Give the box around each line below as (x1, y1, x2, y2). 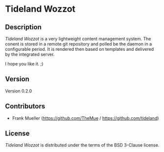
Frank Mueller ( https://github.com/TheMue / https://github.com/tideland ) (12, 115, 159, 121)
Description (5, 23, 42, 31)
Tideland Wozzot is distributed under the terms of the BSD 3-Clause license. (5, 142, 160, 148)
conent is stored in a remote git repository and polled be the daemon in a (5, 41, 152, 47)
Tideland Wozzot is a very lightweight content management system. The (5, 36, 151, 42)
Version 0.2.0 (5, 88, 32, 94)
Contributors (5, 102, 46, 110)
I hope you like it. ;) (5, 61, 44, 66)
